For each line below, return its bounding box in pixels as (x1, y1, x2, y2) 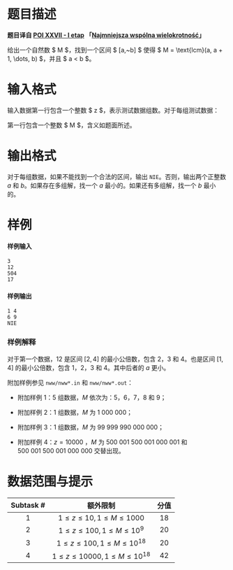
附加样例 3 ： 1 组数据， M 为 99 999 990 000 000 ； (17, 422, 164, 431)
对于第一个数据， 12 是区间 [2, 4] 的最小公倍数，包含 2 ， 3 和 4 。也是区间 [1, (7, 355, 224, 363)
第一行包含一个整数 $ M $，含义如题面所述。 (7, 120, 136, 129)
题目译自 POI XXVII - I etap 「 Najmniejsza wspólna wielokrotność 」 (7, 31, 206, 39)
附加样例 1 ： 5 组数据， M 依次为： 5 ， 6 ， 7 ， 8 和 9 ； (17, 393, 167, 401)
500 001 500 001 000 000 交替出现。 (17, 446, 126, 455)
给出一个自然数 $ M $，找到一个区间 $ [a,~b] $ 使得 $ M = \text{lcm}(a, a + (7, 45, 223, 54)
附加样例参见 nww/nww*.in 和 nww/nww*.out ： (7, 378, 134, 387)
